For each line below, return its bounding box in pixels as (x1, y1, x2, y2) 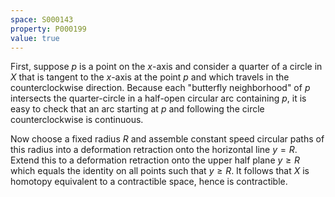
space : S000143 (10, 14, 74, 25)
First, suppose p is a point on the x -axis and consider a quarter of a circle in (10, 61, 323, 73)
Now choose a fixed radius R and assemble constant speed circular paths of (10, 133, 325, 145)
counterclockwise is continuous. (10, 114, 144, 126)
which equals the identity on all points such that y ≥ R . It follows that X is (10, 165, 310, 177)
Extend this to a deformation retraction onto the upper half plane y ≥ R (10, 154, 300, 166)
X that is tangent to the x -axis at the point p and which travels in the (10, 71, 290, 83)
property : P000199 (10, 24, 87, 34)
